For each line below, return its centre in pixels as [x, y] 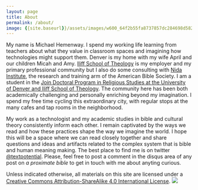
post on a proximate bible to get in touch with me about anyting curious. [94, 163]
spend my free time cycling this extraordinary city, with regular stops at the [97, 101]
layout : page [22, 12]
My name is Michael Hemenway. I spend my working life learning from [91, 45]
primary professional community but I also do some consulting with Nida [94, 70]
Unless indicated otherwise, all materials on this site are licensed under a [95, 174]
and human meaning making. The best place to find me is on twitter [88, 150]
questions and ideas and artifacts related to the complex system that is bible [99, 144]
